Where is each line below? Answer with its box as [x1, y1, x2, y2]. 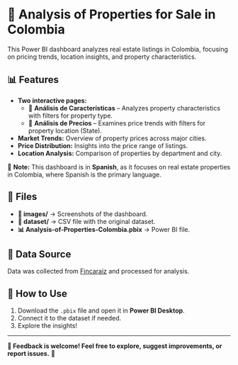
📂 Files [7, 191, 38, 203]
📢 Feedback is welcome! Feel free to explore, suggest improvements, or [7, 342, 222, 350]
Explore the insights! [17, 322, 78, 330]
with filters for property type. [28, 111, 113, 120]
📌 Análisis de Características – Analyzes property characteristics [28, 103, 221, 112]
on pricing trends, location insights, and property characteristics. [7, 52, 197, 61]
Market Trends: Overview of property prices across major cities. [17, 134, 207, 142]
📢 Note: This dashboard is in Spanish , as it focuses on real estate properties [7, 162, 231, 171]
